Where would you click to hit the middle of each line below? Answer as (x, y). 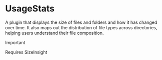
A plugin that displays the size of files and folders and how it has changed (81, 22)
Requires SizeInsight (26, 52)
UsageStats (30, 9)
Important (15, 42)
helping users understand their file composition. (54, 33)
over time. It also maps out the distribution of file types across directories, (81, 27)
